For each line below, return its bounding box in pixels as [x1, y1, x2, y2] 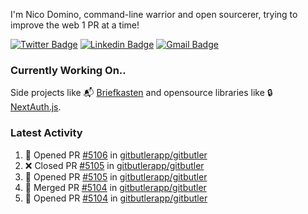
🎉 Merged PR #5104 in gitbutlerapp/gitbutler [24, 181, 207, 193]
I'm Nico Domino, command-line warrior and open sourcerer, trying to [10, 9, 298, 20]
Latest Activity [10, 126, 83, 140]
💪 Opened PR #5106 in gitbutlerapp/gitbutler [24, 149, 208, 161]
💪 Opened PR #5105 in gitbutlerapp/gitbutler [24, 170, 208, 183]
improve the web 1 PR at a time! [10, 19, 140, 31]
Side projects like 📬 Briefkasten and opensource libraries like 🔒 [10, 87, 273, 99]
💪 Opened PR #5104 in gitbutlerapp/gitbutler [24, 192, 208, 204]
